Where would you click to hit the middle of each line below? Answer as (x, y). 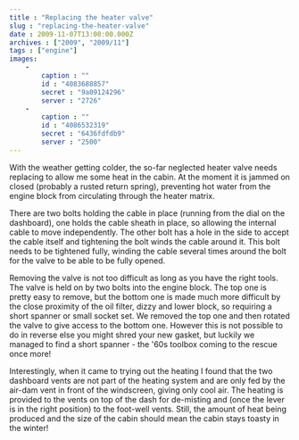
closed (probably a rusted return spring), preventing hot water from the (140, 186)
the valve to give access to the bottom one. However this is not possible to (146, 325)
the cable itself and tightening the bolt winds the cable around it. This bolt (145, 241)
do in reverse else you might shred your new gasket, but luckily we (132, 335)
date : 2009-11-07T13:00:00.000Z (71, 34)
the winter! (29, 428)
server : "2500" (71, 142)
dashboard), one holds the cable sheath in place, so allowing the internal (143, 222)
